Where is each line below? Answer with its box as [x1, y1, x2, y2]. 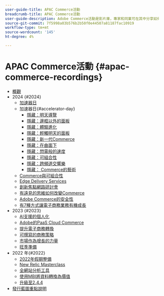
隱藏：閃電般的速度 [26, 148, 66, 154]
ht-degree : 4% [5, 35, 34, 39]
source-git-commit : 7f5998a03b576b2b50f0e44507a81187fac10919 [5, 20, 134, 26]
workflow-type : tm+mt [5, 25, 49, 30]
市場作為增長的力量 [19, 238, 59, 243]
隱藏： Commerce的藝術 [26, 166, 76, 172]
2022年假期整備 [19, 256, 52, 262]
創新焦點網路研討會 [19, 184, 59, 190]
